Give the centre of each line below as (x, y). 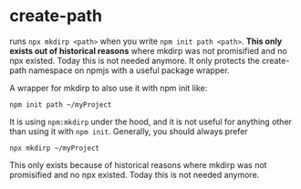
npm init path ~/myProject (61, 105)
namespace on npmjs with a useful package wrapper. (129, 70)
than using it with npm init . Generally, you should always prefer (129, 131)
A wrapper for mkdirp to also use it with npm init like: (109, 88)
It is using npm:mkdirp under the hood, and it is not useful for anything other (150, 121)
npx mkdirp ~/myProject (55, 148)
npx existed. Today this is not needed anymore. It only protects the (135, 60)
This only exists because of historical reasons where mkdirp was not (138, 164)
